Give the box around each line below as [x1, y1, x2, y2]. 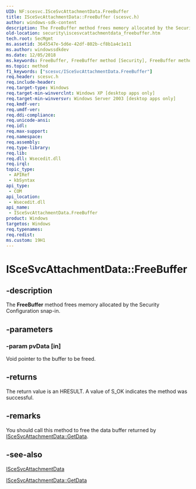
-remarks [6, 411, 41, 421]
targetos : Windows [6, 221, 51, 227]
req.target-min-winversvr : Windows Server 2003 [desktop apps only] [6, 95, 176, 101]
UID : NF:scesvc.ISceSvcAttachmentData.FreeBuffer [6, 8, 129, 15]
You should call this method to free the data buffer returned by [6, 426, 156, 433]
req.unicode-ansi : [6, 118, 51, 124]
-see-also [6, 450, 43, 460]
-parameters [6, 324, 53, 334]
